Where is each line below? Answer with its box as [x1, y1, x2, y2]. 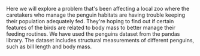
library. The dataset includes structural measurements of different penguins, [6, 37, 195, 43]
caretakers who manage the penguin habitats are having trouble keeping [6, 11, 186, 18]
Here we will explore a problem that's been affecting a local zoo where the [6, 5, 190, 12]
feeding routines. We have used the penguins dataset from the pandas [6, 30, 180, 38]
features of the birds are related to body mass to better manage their [6, 24, 175, 31]
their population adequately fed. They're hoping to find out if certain [6, 18, 174, 24]
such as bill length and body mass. [6, 43, 92, 50]
